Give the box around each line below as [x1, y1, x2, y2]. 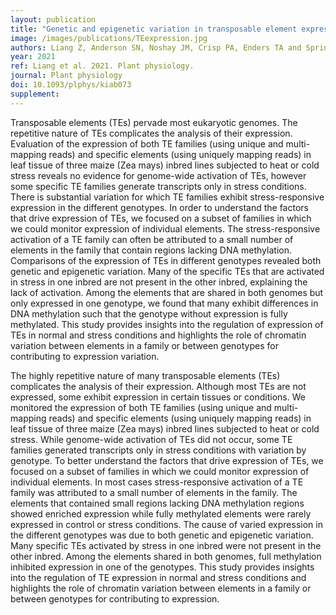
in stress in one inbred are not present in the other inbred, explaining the [10, 276, 308, 288]
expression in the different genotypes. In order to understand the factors [10, 201, 309, 213]
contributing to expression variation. [10, 350, 160, 362]
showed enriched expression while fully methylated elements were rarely [10, 507, 312, 520]
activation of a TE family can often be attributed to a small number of [10, 233, 294, 245]
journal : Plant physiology [10, 71, 123, 81]
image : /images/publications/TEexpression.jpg [10, 33, 208, 43]
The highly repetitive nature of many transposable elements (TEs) [10, 369, 281, 381]
